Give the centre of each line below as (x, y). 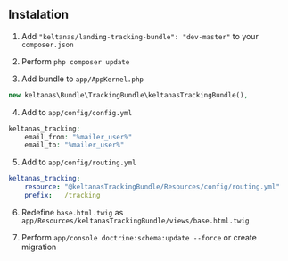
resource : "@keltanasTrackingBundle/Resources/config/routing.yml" (152, 187)
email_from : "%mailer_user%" (78, 137)
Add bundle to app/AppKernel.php (82, 79)
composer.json (47, 45)
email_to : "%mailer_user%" (74, 145)
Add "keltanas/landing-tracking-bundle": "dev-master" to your (140, 36)
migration (39, 247)
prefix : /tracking (62, 196)
